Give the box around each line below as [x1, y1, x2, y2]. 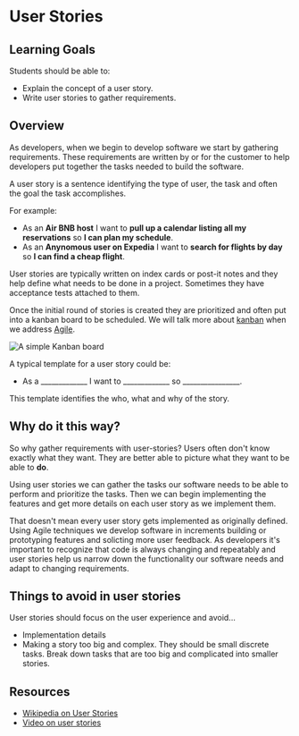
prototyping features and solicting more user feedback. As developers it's [9, 534, 281, 545]
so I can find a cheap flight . [21, 250, 125, 261]
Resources [9, 684, 71, 699]
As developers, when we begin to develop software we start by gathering [9, 141, 279, 153]
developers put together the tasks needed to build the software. [9, 161, 244, 172]
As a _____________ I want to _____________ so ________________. [21, 376, 243, 386]
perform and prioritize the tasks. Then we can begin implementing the [9, 488, 267, 499]
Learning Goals [9, 42, 96, 57]
